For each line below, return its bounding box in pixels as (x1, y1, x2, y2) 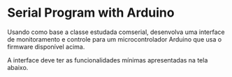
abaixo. (7, 63, 29, 71)
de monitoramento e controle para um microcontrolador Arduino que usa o (7, 35, 222, 43)
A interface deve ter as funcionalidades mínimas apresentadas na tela (7, 55, 208, 64)
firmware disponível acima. (7, 42, 85, 51)
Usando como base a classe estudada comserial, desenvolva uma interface (7, 28, 225, 36)
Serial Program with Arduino (7, 5, 175, 21)
